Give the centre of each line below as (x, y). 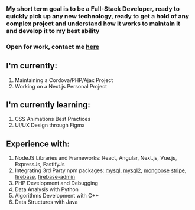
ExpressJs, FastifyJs (40, 165)
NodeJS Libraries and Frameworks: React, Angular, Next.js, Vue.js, (96, 158)
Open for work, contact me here (53, 47)
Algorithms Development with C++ (57, 196)
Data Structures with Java (46, 202)
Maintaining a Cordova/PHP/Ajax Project (64, 80)
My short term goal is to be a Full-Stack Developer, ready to (93, 9)
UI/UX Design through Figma (50, 125)
